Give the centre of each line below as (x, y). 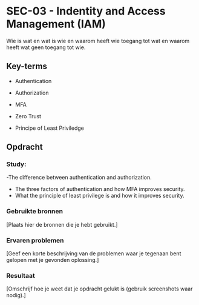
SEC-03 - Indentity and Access (86, 11)
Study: (16, 164)
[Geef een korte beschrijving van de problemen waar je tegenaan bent (94, 253)
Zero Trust (28, 116)
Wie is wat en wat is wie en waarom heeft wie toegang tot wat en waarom (98, 41)
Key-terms (27, 66)
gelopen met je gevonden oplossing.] (53, 260)
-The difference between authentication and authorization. (79, 178)
